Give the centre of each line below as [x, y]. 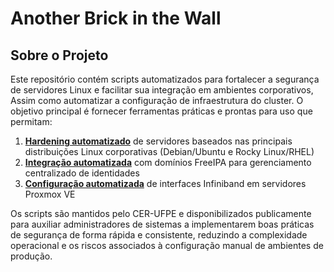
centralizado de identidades [82, 173]
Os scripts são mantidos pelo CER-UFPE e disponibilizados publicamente [161, 213]
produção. [31, 256]
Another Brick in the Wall [116, 18]
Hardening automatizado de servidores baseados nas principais [158, 141]
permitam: [31, 121]
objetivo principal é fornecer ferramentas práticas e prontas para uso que [161, 111]
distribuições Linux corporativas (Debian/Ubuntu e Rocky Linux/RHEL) [169, 151]
